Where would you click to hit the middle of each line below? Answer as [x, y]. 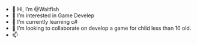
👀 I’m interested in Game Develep [53, 15]
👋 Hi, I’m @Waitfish [35, 9]
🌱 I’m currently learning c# [45, 22]
